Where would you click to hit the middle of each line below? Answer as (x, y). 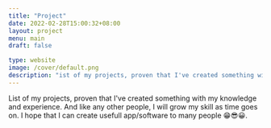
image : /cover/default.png (54, 68)
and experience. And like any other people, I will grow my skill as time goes (133, 106)
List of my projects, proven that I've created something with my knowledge (133, 98)
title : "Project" (38, 16)
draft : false (30, 46)
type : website (32, 60)
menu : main (27, 38)
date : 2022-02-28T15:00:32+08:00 (65, 23)
